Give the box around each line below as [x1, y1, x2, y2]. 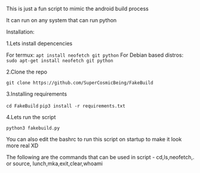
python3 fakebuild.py [6, 125, 60, 131]
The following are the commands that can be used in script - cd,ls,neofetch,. [6, 154, 195, 160]
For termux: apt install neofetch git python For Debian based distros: [6, 51, 184, 59]
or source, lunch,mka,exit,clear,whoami [6, 160, 103, 167]
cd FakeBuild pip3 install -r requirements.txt [6, 103, 125, 109]
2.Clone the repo [6, 68, 48, 75]
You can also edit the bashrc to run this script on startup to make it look [6, 136, 182, 142]
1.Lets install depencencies [6, 40, 73, 47]
